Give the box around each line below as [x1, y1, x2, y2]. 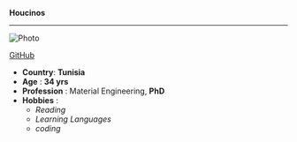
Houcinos [9, 8, 46, 18]
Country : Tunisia [21, 67, 86, 78]
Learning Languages [34, 114, 112, 124]
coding [34, 123, 61, 133]
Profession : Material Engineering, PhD [21, 86, 165, 96]
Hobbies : [21, 95, 59, 105]
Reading [34, 105, 66, 115]
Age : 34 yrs [21, 77, 69, 86]
